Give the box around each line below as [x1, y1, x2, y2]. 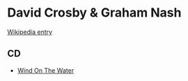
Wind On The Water [17, 66, 75, 74]
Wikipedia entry [7, 28, 53, 36]
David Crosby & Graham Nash [7, 5, 182, 21]
